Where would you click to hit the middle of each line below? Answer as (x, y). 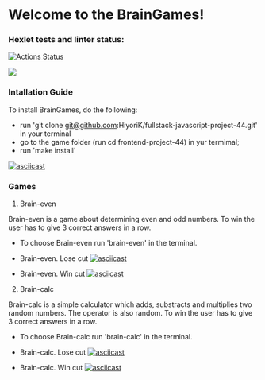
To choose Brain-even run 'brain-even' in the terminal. (108, 243)
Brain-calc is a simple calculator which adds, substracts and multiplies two (130, 304)
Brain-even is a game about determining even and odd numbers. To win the (132, 219)
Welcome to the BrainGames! (106, 15)
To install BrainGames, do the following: (73, 110)
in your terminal (45, 134)
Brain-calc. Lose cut (53, 352)
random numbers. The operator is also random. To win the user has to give (131, 313)
